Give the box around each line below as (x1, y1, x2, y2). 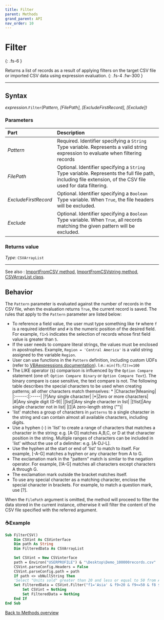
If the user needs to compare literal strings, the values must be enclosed (12, 342, 158, 347)
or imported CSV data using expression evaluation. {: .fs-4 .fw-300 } (5, 73, 143, 79)
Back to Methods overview (5, 610, 59, 616)
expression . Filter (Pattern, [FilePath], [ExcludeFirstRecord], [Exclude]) (5, 105, 147, 110)
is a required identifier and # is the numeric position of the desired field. (12, 326, 156, 332)
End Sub (5, 600, 21, 606)
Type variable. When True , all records (57, 216, 143, 223)
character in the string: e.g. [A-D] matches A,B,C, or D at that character (12, 430, 155, 436)
